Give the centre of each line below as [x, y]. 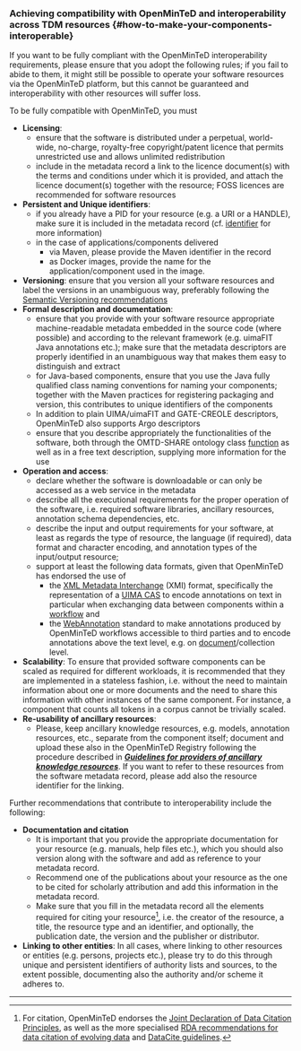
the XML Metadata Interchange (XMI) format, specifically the [161, 586]
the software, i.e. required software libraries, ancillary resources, [155, 509]
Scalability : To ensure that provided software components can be [144, 662]
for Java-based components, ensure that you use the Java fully [153, 376]
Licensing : [42, 128]
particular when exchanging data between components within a [167, 604]
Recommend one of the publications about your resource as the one [162, 878]
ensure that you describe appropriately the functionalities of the [153, 433]
